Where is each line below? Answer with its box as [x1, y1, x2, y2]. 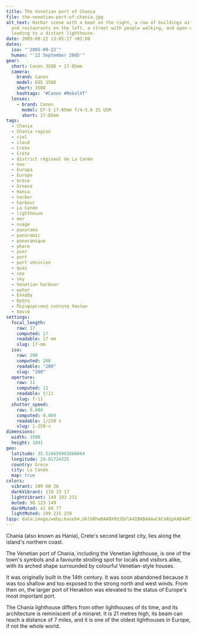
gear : [6, 58, 19, 63]
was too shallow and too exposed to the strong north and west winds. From [6, 580, 188, 587]
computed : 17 [16, 331, 49, 336]
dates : [6, 42, 22, 48]
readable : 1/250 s [16, 418, 62, 424]
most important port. [6, 592, 56, 599]
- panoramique [11, 238, 46, 244]
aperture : [11, 374, 35, 380]
